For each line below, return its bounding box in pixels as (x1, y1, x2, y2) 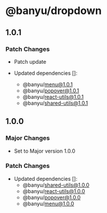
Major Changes (5, 134, 50, 142)
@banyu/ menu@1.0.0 (22, 200, 74, 207)
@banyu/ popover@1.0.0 (22, 194, 81, 201)
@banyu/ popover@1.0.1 (22, 87, 80, 94)
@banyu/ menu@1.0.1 (22, 81, 73, 88)
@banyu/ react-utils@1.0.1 (22, 93, 84, 100)
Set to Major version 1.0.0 (13, 147, 75, 154)
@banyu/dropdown (5, 4, 102, 18)
